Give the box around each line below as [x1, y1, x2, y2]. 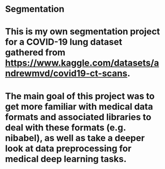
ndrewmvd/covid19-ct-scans [5, 68, 127, 79]
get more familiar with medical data [5, 101, 153, 112]
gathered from [5, 47, 66, 58]
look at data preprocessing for [5, 143, 132, 154]
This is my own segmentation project [5, 26, 161, 37]
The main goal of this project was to [5, 90, 155, 101]
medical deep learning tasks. [5, 153, 127, 165]
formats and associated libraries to [5, 111, 152, 123]
